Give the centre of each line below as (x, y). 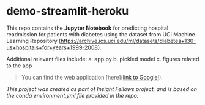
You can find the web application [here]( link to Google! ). (92, 77)
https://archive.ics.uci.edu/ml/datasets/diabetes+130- (128, 41)
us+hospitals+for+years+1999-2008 (52, 47)
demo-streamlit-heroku (68, 11)
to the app (19, 66)
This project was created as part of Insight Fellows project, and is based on (102, 89)
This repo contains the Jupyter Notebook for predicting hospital (88, 28)
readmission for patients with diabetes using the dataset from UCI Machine (101, 34)
